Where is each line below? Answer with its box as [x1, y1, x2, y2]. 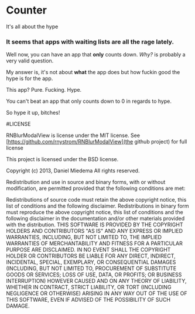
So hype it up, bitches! [6, 109, 60, 116]
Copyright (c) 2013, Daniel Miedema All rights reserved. [6, 167, 140, 174]
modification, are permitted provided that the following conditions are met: [6, 185, 186, 192]
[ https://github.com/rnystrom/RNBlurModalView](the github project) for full [6, 138, 187, 145]
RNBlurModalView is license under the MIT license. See [6, 132, 141, 139]
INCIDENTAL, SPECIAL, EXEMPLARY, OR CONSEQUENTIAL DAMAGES [6, 259, 176, 266]
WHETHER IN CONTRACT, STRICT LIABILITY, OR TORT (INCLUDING [6, 283, 172, 291]
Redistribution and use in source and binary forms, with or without [6, 179, 166, 186]
